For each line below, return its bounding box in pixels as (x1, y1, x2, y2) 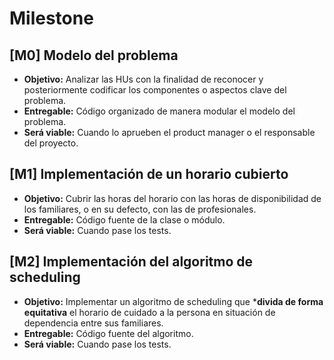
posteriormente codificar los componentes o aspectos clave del (23, 84, 287, 96)
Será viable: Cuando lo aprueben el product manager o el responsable (23, 127, 316, 138)
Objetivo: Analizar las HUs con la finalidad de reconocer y (23, 73, 264, 85)
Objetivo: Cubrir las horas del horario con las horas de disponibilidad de (23, 192, 322, 204)
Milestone (9, 7, 94, 30)
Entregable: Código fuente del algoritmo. (23, 327, 194, 339)
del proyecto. (23, 137, 79, 149)
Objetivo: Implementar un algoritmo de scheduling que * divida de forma (23, 295, 324, 307)
